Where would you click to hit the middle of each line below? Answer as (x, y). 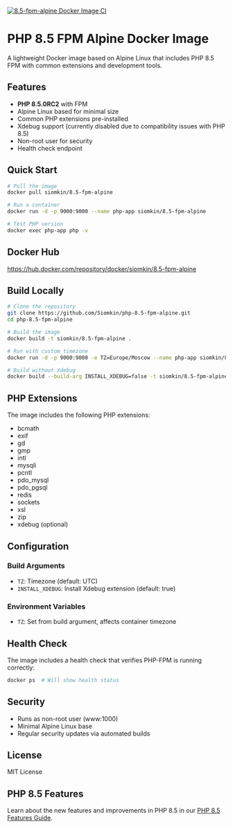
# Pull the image (32, 186)
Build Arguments (36, 566)
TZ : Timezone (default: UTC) (58, 581)
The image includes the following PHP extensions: (79, 415)
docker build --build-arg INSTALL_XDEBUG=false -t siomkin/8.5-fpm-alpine (118, 376)
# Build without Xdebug (42, 370)
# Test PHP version (35, 224)
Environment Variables (46, 606)
